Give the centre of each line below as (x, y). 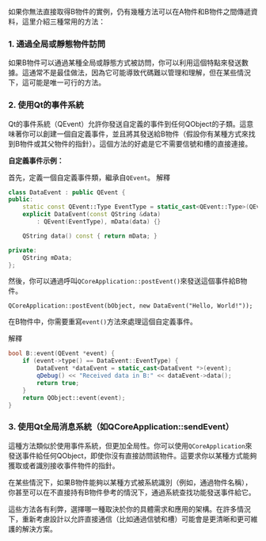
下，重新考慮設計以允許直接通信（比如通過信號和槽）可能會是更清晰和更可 (129, 519)
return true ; (58, 383)
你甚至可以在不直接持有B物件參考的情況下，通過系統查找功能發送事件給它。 (132, 492)
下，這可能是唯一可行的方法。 (57, 82)
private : (23, 250)
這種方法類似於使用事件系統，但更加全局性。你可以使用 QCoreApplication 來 (130, 445)
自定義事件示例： (36, 160)
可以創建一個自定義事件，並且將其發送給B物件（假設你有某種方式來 (139, 134)
